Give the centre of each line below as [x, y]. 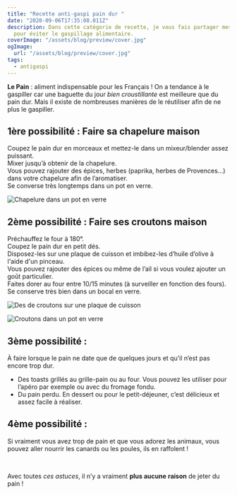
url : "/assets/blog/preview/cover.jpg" [72, 54]
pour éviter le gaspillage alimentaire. [74, 34]
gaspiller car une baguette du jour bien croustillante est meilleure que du [113, 94]
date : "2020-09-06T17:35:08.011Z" [58, 21]
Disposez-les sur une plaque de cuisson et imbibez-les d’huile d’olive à [110, 254]
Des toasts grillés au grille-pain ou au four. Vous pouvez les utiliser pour [122, 380]
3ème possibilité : [47, 341]
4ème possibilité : [47, 424]
